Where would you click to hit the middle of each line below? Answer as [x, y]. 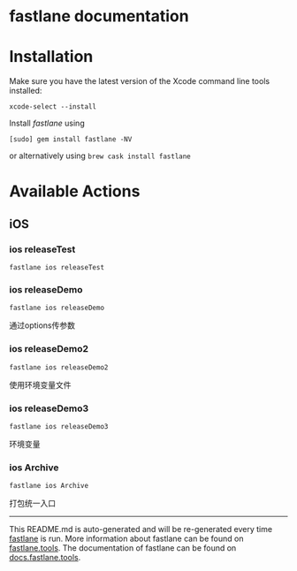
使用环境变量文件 [40, 384]
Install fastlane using [47, 123]
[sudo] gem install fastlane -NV [71, 140]
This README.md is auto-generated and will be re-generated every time [141, 529]
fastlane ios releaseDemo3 [59, 426]
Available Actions [75, 191]
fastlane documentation [99, 16]
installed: [26, 91]
